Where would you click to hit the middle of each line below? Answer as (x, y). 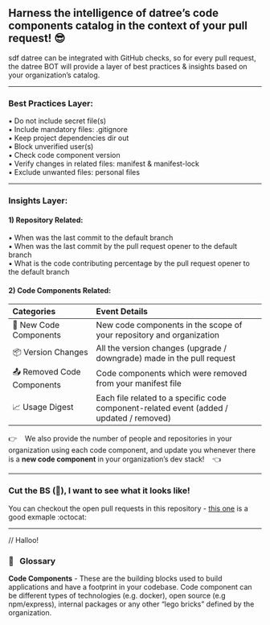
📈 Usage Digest (43, 407)
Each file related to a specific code (161, 398)
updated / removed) (133, 418)
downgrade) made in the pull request (166, 358)
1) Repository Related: (46, 220)
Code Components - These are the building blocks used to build (115, 578)
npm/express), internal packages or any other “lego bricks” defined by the (131, 604)
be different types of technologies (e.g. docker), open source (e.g (117, 596)
